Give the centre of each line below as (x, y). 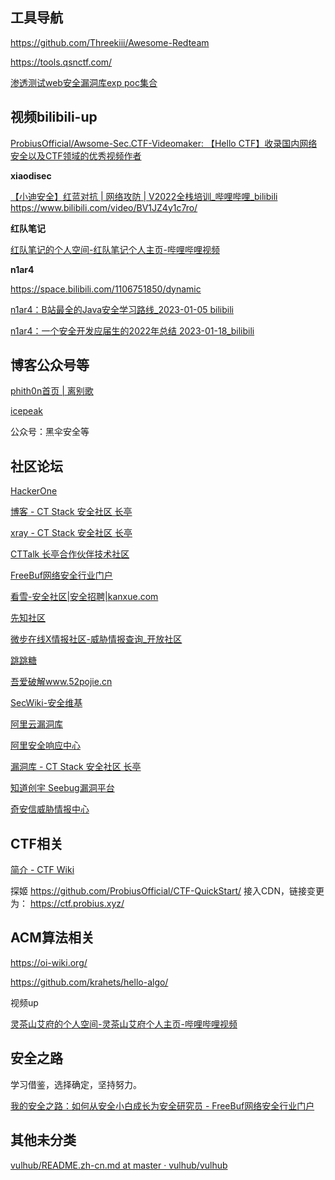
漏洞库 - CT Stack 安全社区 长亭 (76, 767)
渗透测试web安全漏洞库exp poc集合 (84, 82)
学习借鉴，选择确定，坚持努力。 (76, 1084)
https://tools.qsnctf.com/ (61, 62)
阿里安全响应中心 (45, 745)
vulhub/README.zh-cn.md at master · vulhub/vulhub (119, 1165)
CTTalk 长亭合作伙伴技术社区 (70, 554)
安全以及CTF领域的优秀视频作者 (76, 155)
